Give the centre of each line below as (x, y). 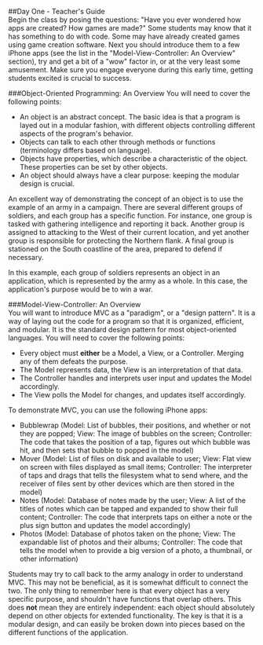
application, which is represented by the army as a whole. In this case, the (128, 281)
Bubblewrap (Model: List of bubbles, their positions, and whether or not (135, 425)
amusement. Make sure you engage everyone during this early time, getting (131, 70)
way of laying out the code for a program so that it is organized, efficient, (126, 321)
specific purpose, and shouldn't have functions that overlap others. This (125, 599)
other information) (49, 559)
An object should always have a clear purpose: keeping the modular (129, 175)
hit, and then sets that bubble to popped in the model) (106, 450)
